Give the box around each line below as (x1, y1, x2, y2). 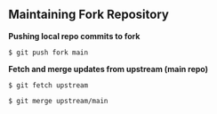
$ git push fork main (8, 48, 89, 57)
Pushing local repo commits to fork (8, 30, 141, 41)
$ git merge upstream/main (8, 96, 108, 105)
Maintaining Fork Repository (8, 7, 170, 22)
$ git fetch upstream (8, 80, 89, 90)
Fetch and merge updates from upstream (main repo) (8, 63, 208, 74)
